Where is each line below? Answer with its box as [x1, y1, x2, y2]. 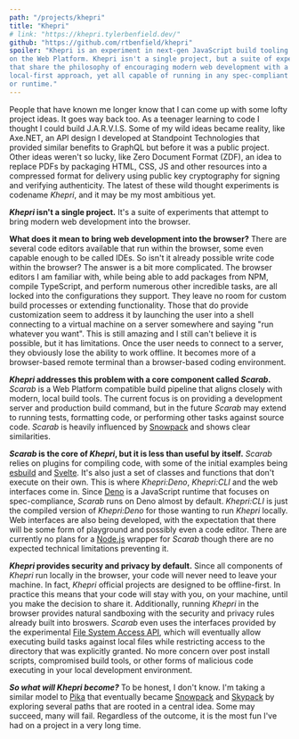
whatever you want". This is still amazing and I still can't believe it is [9, 328, 257, 339]
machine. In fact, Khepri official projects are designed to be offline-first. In [9, 579, 281, 590]
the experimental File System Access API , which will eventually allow [9, 627, 262, 637]
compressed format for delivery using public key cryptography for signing [9, 170, 280, 181]
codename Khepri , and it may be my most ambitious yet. [9, 189, 216, 200]
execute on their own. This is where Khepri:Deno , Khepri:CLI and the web [9, 477, 279, 487]
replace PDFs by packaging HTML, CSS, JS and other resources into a [9, 161, 268, 171]
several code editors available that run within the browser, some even [9, 243, 264, 253]
